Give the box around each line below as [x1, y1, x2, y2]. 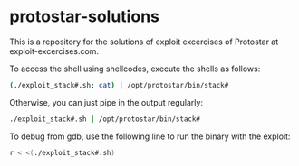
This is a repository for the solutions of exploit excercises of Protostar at [9, 36, 279, 47]
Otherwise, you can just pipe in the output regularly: [9, 97, 204, 107]
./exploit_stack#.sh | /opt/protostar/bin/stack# [9, 115, 201, 124]
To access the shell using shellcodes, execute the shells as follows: [9, 63, 261, 74]
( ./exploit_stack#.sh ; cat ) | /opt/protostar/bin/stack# [9, 80, 229, 89]
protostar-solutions [9, 6, 160, 27]
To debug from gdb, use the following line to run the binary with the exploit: [9, 131, 291, 142]
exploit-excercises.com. [9, 45, 100, 56]
